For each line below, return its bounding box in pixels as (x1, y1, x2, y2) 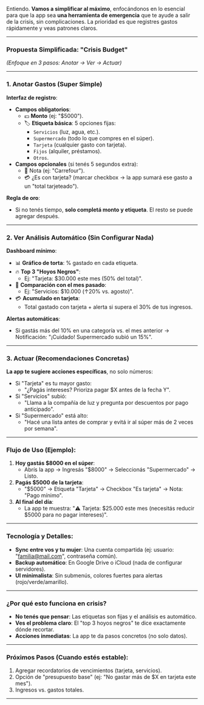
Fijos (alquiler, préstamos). (33, 147, 102, 154)
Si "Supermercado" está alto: (15, 412, 89, 419)
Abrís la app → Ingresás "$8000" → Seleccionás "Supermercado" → (24, 466, 196, 473)
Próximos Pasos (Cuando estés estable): (6, 653, 129, 661)
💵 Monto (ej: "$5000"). (24, 112, 84, 119)
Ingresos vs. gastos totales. (15, 686, 84, 693)
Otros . (33, 154, 49, 161)
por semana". (24, 425, 58, 432)
